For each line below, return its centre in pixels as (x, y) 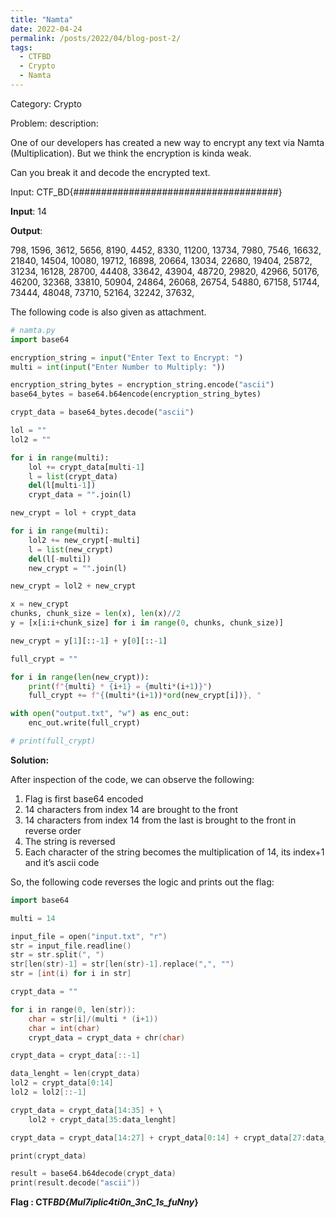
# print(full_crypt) (53, 741)
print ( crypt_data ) (48, 1156)
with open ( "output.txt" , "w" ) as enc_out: (100, 714)
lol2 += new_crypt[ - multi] (84, 540)
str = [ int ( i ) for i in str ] (71, 974)
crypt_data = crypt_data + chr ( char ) (107, 1037)
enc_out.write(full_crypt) (84, 723)
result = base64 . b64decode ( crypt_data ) (93, 1174)
